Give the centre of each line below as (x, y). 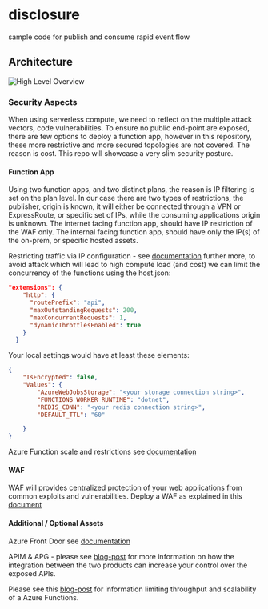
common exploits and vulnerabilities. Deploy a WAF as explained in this (125, 496)
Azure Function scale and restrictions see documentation (102, 452)
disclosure (44, 15)
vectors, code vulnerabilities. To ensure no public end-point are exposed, (129, 128)
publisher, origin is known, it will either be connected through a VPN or (125, 206)
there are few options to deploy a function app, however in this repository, (130, 137)
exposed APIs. (32, 573)
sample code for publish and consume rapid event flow (99, 37)
